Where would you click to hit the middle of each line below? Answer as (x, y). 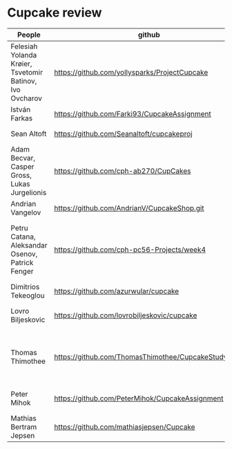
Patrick (22, 262)
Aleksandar (29, 245)
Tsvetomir (27, 72)
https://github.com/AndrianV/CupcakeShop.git (129, 208)
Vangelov (26, 212)
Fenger (22, 271)
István (21, 109)
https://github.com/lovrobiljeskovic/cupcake (126, 315)
